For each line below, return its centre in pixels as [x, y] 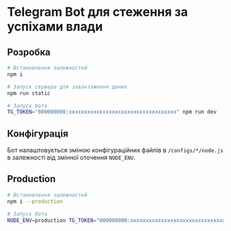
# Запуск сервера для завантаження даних [67, 87]
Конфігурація [38, 133]
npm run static [29, 93]
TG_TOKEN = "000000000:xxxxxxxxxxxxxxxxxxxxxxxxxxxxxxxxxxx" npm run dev [112, 112]
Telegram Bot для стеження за [98, 12]
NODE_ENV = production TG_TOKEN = [52, 220]
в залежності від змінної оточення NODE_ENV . [71, 158]
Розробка [29, 52]
